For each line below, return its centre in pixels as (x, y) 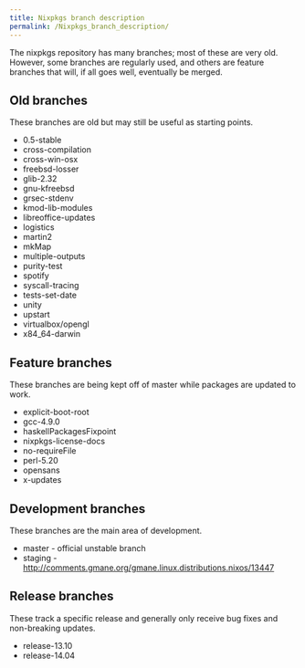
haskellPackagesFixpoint (69, 432)
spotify (36, 276)
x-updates (42, 480)
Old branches (49, 100)
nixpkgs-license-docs (64, 441)
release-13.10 (47, 645)
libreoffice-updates (59, 218)
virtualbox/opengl (56, 324)
